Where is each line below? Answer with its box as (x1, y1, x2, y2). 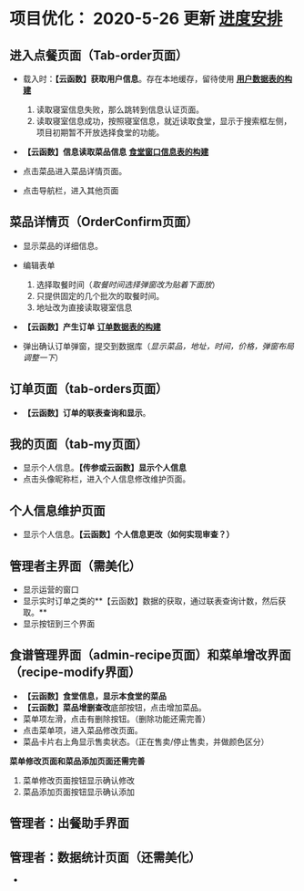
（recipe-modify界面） (9, 665, 141, 680)
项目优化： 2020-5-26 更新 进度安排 (9, 8, 283, 29)
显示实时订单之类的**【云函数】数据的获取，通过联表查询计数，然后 (22, 596, 279, 606)
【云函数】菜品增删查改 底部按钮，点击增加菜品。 (22, 701, 207, 712)
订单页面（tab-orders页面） (9, 381, 168, 397)
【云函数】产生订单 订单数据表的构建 (22, 321, 161, 332)
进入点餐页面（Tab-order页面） (9, 47, 188, 63)
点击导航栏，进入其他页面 (22, 185, 119, 196)
